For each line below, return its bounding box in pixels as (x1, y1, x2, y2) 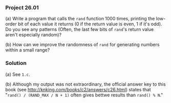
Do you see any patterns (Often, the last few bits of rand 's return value (5, 26, 154, 32)
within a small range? (5, 47, 50, 53)
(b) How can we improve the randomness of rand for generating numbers (5, 42, 160, 48)
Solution (5, 60, 27, 67)
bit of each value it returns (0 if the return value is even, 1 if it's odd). (17, 21, 162, 27)
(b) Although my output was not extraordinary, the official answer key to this (5, 81, 166, 87)
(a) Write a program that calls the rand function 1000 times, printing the (5, 16, 155, 22)
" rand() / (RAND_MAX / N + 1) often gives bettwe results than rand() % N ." (5, 92, 163, 98)
